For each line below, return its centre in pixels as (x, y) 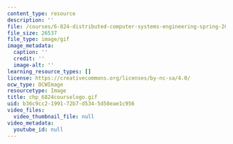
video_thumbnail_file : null (54, 116)
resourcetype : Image (37, 91)
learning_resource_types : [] (49, 71)
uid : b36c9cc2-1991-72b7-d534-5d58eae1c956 (71, 104)
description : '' (31, 20)
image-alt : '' (34, 65)
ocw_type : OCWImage (35, 84)
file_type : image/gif (38, 39)
